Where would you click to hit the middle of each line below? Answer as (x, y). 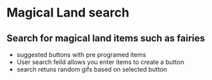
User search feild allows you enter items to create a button (100, 62)
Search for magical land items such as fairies (106, 38)
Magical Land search (68, 13)
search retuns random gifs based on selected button (92, 69)
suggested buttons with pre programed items (81, 54)
